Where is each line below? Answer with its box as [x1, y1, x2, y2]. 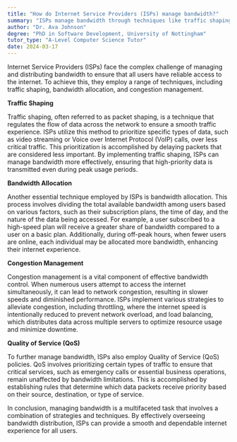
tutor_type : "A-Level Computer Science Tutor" [7, 37, 147, 44]
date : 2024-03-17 [7, 43, 59, 50]
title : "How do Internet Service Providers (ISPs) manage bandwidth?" [7, 10, 219, 18]
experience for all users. [7, 426, 78, 435]
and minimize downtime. [7, 325, 79, 333]
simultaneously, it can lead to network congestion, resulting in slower [7, 288, 209, 296]
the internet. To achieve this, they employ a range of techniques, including [7, 78, 224, 86]
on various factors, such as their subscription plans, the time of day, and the [7, 208, 229, 216]
